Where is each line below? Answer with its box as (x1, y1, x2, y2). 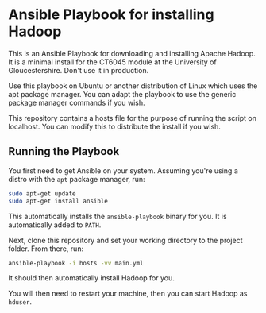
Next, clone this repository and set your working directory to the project (8, 235, 243, 245)
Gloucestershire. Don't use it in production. (8, 65, 149, 75)
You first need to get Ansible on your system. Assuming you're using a (8, 165, 238, 176)
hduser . (8, 297, 32, 307)
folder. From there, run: (8, 244, 84, 253)
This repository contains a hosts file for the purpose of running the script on (8, 113, 256, 122)
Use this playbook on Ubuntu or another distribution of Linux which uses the (8, 81, 258, 91)
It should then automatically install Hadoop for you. (8, 273, 175, 283)
